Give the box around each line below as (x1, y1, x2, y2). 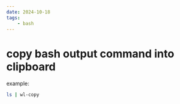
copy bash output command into (6, 46, 175, 61)
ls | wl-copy (6, 92, 40, 98)
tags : (6, 15, 20, 21)
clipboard (6, 59, 56, 73)
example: (6, 80, 29, 87)
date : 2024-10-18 (6, 9, 51, 15)
